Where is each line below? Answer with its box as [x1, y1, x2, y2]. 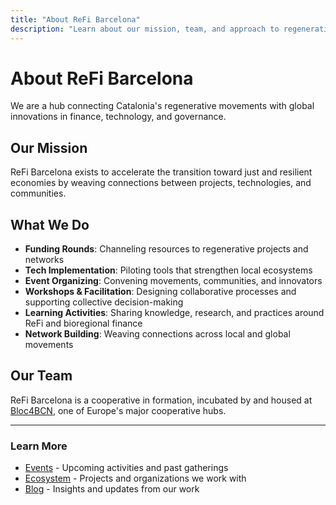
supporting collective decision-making [24, 296, 184, 308]
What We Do [10, 216, 90, 233]
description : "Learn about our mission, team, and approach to [10, 24, 280, 34]
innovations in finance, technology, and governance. [10, 111, 227, 123]
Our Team [10, 367, 73, 385]
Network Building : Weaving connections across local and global [24, 328, 291, 340]
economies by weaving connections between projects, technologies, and [10, 177, 312, 189]
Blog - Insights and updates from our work [24, 483, 200, 495]
